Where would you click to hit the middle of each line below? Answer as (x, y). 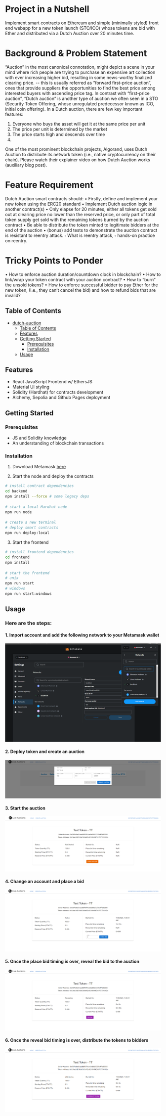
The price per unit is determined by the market (60, 129)
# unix (12, 578)
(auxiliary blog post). (26, 165)
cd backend (16, 491)
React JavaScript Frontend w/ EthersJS (52, 382)
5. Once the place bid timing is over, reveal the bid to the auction (72, 961)
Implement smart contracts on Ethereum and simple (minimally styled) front (82, 23)
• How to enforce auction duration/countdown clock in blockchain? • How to (83, 274)
